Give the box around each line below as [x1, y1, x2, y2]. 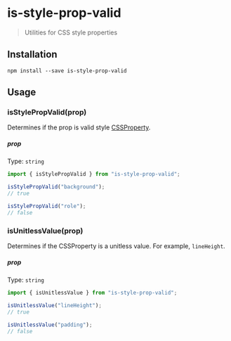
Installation [7, 49, 58, 60]
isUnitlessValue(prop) [7, 226, 84, 236]
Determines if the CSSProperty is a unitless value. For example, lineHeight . [7, 242, 226, 250]
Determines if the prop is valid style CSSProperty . [7, 123, 151, 131]
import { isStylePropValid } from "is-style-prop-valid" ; [7, 171, 180, 178]
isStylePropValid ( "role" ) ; [7, 202, 86, 210]
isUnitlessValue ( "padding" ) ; [7, 321, 93, 328]
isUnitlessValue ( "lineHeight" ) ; [7, 302, 102, 309]
